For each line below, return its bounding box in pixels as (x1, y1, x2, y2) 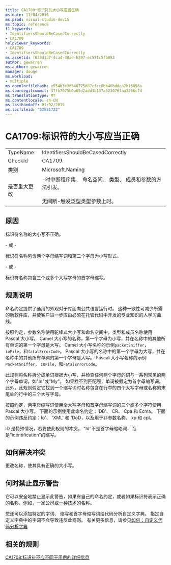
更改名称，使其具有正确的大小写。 (5, 462, 77, 469)
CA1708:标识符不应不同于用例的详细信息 (5, 554, 90, 560)
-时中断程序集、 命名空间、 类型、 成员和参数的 (42, 176, 157, 183)
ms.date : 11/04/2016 (5, 12, 49, 17)
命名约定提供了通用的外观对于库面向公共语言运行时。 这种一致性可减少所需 (5, 305, 163, 311)
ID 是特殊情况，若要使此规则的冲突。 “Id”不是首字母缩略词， (5, 425, 132, 431)
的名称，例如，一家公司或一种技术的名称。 (5, 500, 95, 506)
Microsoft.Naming (42, 166, 85, 173)
